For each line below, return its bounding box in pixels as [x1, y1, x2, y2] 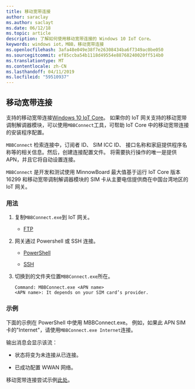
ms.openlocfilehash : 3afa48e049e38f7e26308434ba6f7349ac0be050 [6, 47, 164, 53]
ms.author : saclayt [6, 19, 54, 25]
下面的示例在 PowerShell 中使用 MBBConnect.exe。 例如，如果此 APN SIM [6, 318, 186, 326]
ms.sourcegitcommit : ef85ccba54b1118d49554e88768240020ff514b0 [6, 52, 164, 58]
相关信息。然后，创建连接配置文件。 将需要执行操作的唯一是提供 [21, 148, 177, 156]
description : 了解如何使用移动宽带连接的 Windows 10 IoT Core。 [6, 36, 154, 42]
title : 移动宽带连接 [6, 8, 51, 15]
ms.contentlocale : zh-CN [6, 63, 67, 69]
